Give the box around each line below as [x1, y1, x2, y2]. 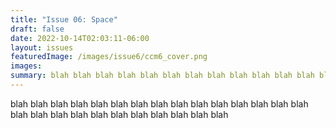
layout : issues [10, 42, 74, 53]
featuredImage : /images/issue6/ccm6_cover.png [10, 52, 208, 62]
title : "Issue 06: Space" [10, 14, 118, 25]
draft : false [10, 24, 65, 34]
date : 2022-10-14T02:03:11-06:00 [10, 33, 150, 43]
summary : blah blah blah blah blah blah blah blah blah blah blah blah [10, 71, 315, 81]
